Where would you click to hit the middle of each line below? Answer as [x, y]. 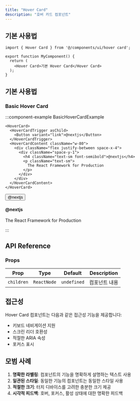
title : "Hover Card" [27, 10]
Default [73, 273]
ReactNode [45, 282]
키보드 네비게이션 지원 [34, 325]
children [18, 282]
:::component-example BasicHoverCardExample [55, 117]
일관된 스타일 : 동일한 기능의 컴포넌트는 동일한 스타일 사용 [68, 380]
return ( [19, 61]
